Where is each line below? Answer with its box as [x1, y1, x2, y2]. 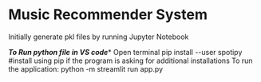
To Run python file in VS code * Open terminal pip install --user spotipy [8, 47, 243, 57]
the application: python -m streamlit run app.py [8, 64, 164, 73]
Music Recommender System [8, 6, 208, 24]
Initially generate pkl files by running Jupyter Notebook [8, 32, 189, 41]
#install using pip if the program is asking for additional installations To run [8, 56, 253, 65]
